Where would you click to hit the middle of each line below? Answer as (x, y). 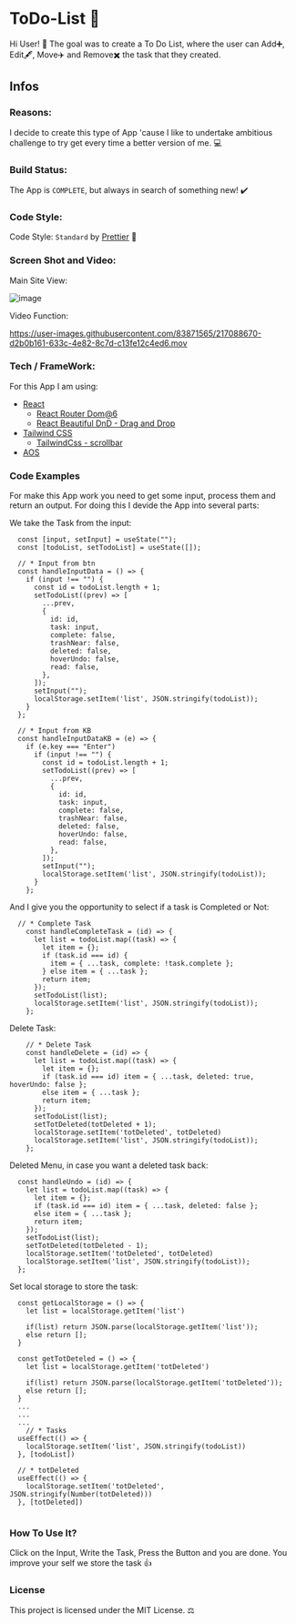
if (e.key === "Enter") (71, 747)
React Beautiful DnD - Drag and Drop (106, 423)
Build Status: (39, 169)
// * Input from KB (55, 731)
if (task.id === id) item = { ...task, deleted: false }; (146, 1206)
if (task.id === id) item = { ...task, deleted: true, (148, 1077)
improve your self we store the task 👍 (81, 1563)
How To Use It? (43, 1533)
